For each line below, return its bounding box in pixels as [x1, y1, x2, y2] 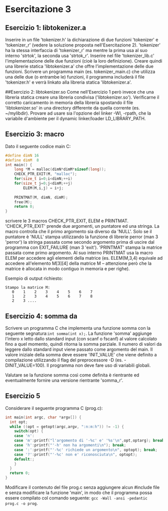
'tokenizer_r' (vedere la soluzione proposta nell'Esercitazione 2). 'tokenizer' [5, 42, 161, 48]
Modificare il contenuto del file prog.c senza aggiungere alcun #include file [5, 484, 160, 490]
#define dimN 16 [5, 153, 39, 158]
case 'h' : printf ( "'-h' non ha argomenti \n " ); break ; [14, 443, 126, 448]
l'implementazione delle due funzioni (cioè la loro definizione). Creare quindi [5, 58, 162, 64]
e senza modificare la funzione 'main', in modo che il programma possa [5, 489, 152, 496]
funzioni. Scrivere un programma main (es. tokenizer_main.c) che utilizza [5, 69, 155, 75]
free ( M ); [14, 199, 32, 205]
